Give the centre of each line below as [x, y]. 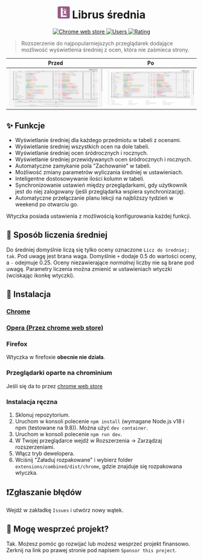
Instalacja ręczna [32, 402]
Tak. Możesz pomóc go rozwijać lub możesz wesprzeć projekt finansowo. [98, 544]
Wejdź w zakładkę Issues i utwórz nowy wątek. [65, 510]
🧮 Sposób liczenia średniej [57, 235]
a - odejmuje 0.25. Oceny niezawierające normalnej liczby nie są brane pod [100, 262]
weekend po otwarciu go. [47, 204]
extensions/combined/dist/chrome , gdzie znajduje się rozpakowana [98, 466]
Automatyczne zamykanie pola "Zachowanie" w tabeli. [83, 166]
